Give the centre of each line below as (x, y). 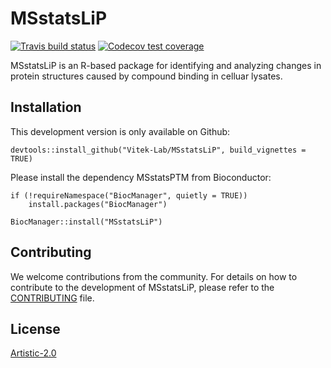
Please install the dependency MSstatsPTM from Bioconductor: (141, 177)
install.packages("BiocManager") (98, 204)
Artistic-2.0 (33, 353)
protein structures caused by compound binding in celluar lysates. (146, 76)
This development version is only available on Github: (120, 131)
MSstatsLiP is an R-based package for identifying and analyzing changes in (166, 65)
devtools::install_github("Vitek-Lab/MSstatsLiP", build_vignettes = (158, 150)
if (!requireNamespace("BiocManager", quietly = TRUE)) (129, 195)
